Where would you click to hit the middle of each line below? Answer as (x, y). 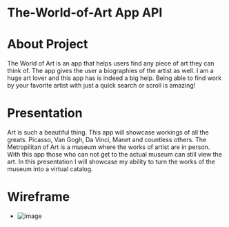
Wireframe (39, 197)
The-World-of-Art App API (85, 13)
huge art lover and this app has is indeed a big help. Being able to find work (114, 78)
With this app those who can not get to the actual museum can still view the (115, 155)
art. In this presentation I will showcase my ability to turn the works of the (111, 162)
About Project (48, 45)
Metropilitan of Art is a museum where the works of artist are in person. (109, 147)
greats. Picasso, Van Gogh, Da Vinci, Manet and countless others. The (107, 140)
